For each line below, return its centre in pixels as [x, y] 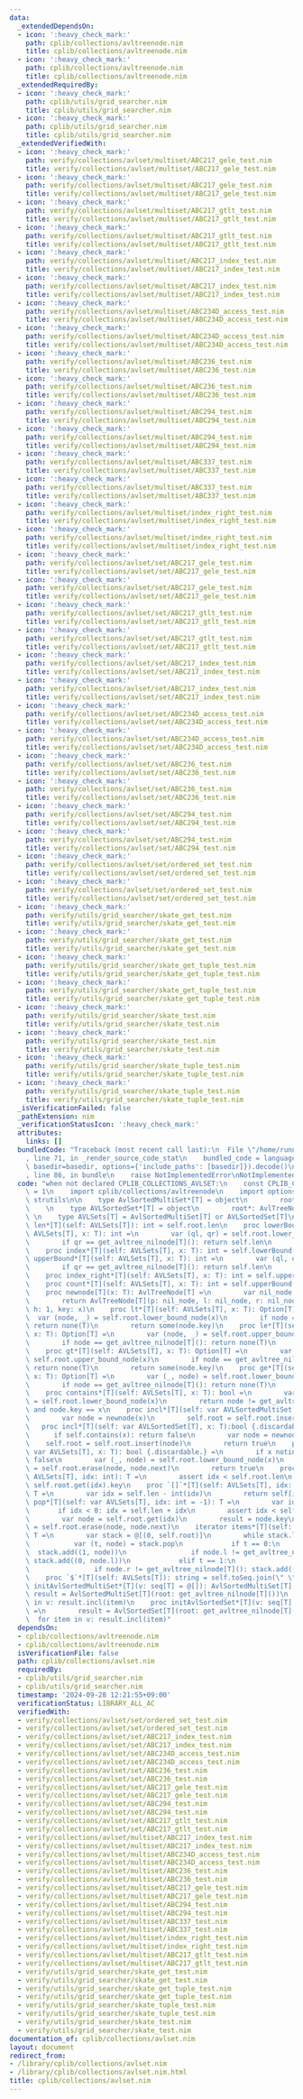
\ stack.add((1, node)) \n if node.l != [133, 1552]
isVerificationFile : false [68, 1653]
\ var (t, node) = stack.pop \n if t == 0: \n [153, 1544]
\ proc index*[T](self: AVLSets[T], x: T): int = [127, 1250]
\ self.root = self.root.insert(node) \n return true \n [151, 1443]
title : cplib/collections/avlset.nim [80, 2081]
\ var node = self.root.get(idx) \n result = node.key [157, 1519]
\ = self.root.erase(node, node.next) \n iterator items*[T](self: [159, 1527]
